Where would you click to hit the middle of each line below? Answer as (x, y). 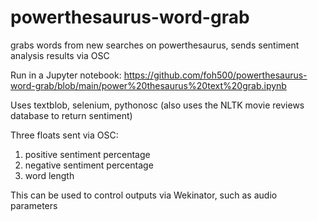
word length (49, 175)
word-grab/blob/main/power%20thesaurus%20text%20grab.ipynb (148, 85)
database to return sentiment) (71, 115)
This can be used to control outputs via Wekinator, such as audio (144, 195)
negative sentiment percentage (89, 165)
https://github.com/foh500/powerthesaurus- (215, 75)
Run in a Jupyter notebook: (66, 75)
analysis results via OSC (60, 55)
